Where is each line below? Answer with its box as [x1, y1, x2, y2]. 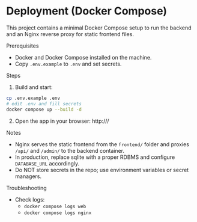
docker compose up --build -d [6, 106, 82, 113]
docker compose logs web [23, 203, 86, 209]
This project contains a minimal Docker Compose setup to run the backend [6, 24, 192, 31]
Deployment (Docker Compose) [6, 4, 167, 18]
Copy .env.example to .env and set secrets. [14, 60, 122, 67]
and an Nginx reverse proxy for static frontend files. [6, 30, 134, 37]
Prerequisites [6, 42, 39, 49]
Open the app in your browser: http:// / [14, 117, 109, 125]
